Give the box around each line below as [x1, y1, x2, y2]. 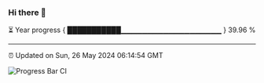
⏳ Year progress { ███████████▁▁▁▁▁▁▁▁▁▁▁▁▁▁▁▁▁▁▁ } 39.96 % [8, 25, 256, 34]
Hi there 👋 [8, 7, 47, 18]
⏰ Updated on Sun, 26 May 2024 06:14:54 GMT [8, 51, 163, 60]
